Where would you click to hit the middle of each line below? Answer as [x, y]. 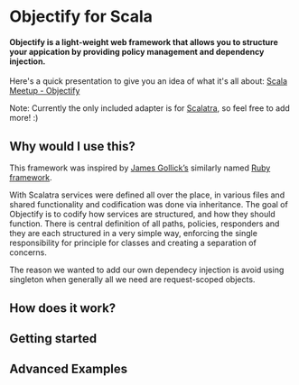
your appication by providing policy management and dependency [137, 51]
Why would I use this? [72, 146]
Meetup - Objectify [45, 91]
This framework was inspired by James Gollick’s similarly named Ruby [140, 168]
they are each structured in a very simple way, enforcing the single [133, 234]
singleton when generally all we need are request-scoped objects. [132, 280]
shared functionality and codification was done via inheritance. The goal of [149, 205]
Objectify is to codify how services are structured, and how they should [142, 215]
